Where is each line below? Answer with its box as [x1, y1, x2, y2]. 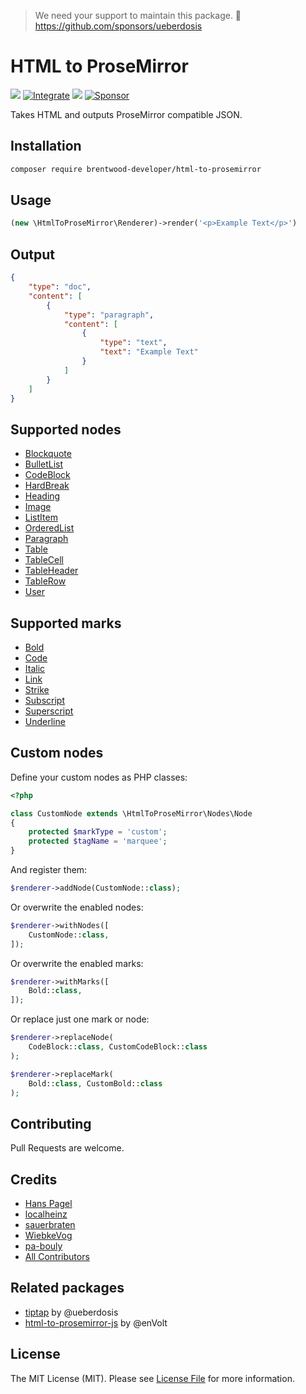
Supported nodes [10, 421, 122, 438]
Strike [24, 684, 50, 695]
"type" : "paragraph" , [63, 310, 155, 320]
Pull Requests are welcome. [10, 1142, 125, 1154]
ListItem [24, 511, 58, 524]
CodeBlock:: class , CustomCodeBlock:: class [28, 1042, 208, 1052]
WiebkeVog [24, 1230, 73, 1242]
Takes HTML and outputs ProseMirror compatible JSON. [10, 108, 243, 120]
